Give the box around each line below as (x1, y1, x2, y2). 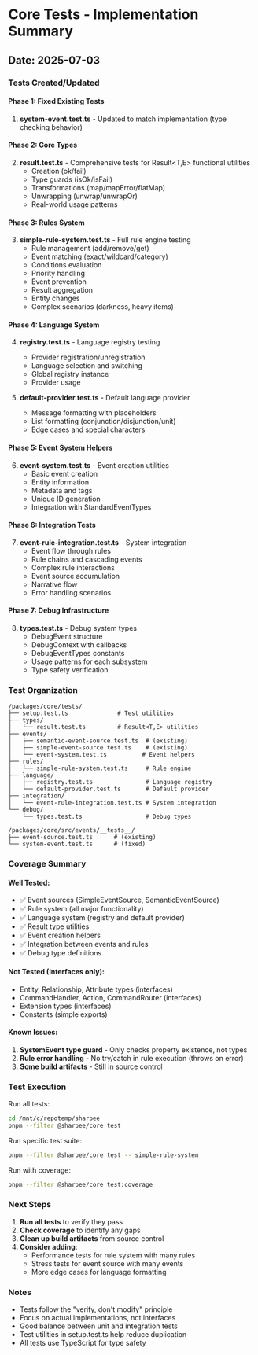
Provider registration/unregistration (31, 352, 146, 363)
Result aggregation (31, 285, 93, 295)
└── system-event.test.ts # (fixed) (8, 840, 146, 849)
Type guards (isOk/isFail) (31, 175, 112, 184)
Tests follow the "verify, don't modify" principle (19, 1305, 173, 1314)
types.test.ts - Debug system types (19, 623, 138, 632)
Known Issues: (8, 1028, 58, 1037)
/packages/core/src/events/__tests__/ (8, 827, 135, 834)
